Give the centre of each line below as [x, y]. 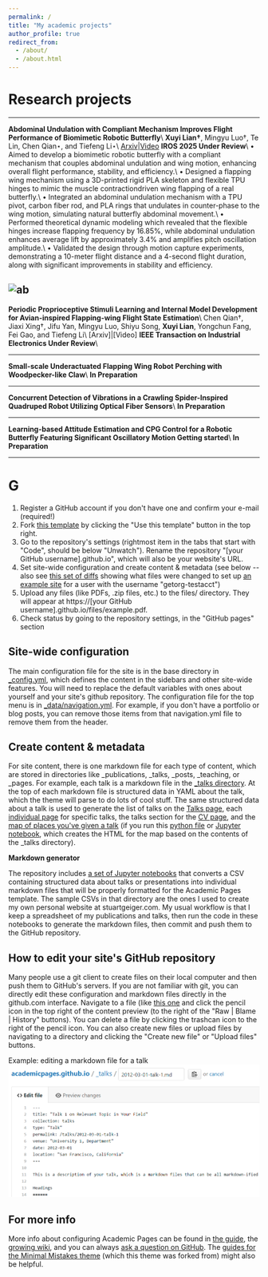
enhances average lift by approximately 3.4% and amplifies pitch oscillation [132, 239]
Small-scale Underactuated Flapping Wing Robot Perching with [115, 366]
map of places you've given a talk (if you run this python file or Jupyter [125, 826]
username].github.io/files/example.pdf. [84, 609]
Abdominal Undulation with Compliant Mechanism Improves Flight [120, 129]
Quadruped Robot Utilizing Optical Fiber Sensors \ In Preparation [117, 406]
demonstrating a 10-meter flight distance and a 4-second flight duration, [127, 256]
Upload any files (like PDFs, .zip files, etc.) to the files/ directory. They [134, 593]
